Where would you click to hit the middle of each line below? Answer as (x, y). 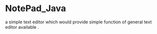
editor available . (22, 27)
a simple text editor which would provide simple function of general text (78, 22)
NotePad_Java (36, 8)
